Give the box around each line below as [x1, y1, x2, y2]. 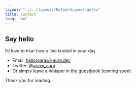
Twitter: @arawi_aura [12, 63, 56, 69]
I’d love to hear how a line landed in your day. [5, 48, 97, 54]
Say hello [5, 35, 34, 43]
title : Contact [5, 12, 36, 17]
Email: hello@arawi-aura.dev [12, 57, 71, 63]
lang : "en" [5, 16, 28, 21]
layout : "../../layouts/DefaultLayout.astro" [5, 7, 100, 12]
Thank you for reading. [5, 78, 52, 84]
